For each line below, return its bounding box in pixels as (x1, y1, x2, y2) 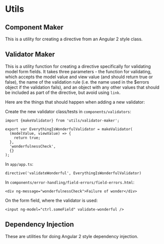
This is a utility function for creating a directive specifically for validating (5, 63, 151, 69)
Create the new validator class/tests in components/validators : (5, 108, 132, 114)
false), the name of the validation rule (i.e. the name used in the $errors (5, 79, 149, 85)
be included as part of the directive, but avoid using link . (5, 90, 121, 95)
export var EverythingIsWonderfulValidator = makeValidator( (5, 126, 133, 131)
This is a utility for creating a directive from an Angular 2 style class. (5, 36, 143, 42)
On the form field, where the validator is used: (5, 197, 98, 203)
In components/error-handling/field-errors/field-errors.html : (5, 179, 135, 185)
